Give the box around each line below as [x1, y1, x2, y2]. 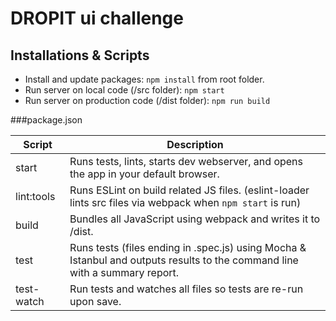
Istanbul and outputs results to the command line [69, 253, 299, 267]
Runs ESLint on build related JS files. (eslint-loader [69, 183, 310, 197]
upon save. [69, 295, 122, 308]
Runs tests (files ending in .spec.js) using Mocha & [69, 241, 307, 254]
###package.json [10, 114, 83, 126]
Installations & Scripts [10, 47, 150, 64]
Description [166, 138, 224, 151]
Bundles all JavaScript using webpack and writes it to [69, 212, 321, 226]
